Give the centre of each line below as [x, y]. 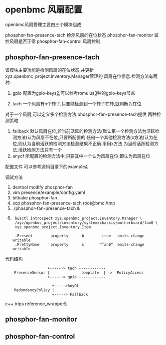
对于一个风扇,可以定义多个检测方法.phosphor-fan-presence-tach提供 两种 [81, 114]
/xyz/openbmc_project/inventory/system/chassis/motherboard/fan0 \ [86, 223]
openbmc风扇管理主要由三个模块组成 [43, 24]
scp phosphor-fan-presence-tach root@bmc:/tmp [64, 203]
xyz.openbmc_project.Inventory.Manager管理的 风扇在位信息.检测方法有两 [82, 76]
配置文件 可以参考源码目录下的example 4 [47, 167]
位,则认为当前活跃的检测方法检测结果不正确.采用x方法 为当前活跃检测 [83, 143]
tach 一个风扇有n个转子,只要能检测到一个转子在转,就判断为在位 [77, 103]
